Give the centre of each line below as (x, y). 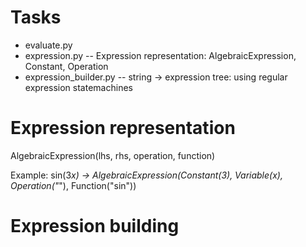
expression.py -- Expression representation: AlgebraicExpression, (160, 55)
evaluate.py (48, 45)
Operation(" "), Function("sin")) (73, 185)
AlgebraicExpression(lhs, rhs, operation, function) (113, 155)
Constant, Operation (66, 66)
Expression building (95, 226)
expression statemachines (78, 87)
